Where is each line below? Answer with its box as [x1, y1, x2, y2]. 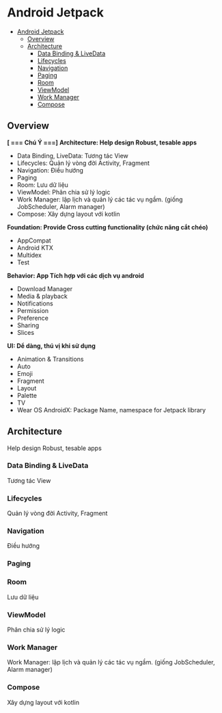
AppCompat [16, 236, 51, 245]
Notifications [16, 299, 53, 308]
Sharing [16, 321, 40, 329]
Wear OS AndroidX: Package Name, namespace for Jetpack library [16, 405, 206, 414]
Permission [16, 306, 49, 314]
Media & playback [16, 292, 68, 300]
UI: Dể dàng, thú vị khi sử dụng [7, 341, 96, 350]
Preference [16, 314, 49, 322]
